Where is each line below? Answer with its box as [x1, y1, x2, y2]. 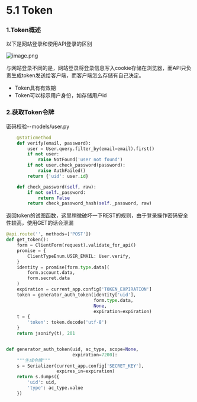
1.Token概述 [6, 26, 41, 34]
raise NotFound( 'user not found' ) [37, 157, 123, 163]
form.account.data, [27, 270, 76, 276]
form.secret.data [27, 275, 70, 282]
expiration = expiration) [93, 308, 152, 314]
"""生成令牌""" [17, 357, 51, 363]
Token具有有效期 [14, 84, 56, 92]
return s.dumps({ [17, 374, 60, 380]
